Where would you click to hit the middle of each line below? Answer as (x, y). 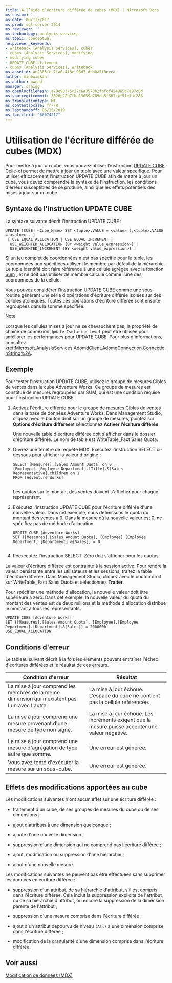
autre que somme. (30, 754)
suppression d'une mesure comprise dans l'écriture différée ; (77, 916)
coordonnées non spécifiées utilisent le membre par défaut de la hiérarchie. (85, 263)
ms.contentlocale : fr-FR (32, 106)
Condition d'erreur (46, 677)
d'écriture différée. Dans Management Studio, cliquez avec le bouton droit (83, 577)
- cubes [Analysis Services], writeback (49, 67)
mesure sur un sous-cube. (40, 769)
